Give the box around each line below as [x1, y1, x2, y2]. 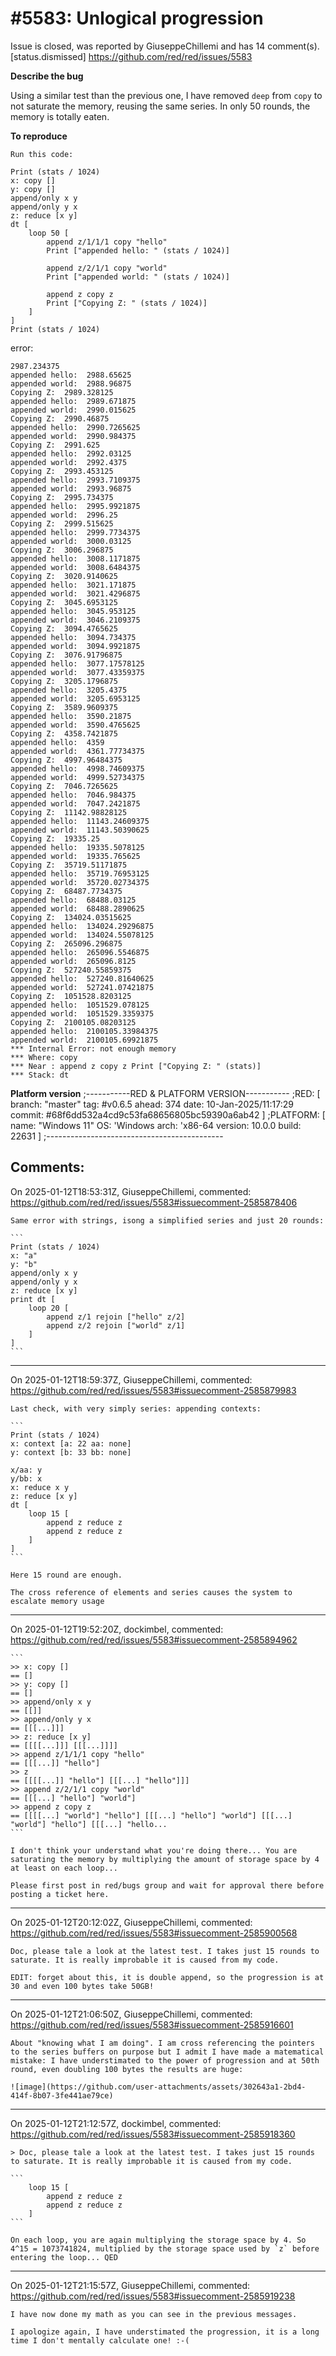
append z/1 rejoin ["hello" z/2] [46, 1312, 186, 1322]
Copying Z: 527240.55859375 [10, 965, 132, 975]
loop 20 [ [28, 1303, 70, 1313]
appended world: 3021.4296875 [10, 588, 141, 599]
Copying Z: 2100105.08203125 [10, 1017, 137, 1027]
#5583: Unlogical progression [10, 7, 264, 30]
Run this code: [10, 149, 74, 159]
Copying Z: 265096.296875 [10, 938, 123, 949]
